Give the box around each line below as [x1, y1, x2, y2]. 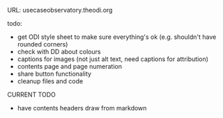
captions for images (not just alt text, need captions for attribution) [17, 55, 209, 63]
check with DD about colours [17, 48, 101, 56]
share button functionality [17, 69, 92, 78]
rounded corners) [17, 40, 68, 48]
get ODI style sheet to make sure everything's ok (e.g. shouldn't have [17, 33, 217, 41]
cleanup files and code [17, 77, 84, 85]
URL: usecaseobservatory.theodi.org [7, 6, 113, 14]
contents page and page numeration [17, 62, 123, 70]
